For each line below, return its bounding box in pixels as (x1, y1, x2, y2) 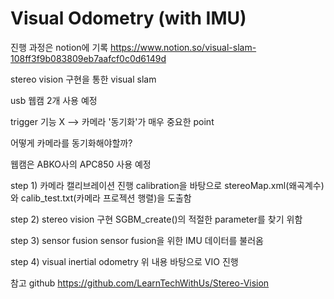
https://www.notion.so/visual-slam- (110, 41, 257, 53)
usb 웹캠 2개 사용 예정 (10, 94, 98, 106)
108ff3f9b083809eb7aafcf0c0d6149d (10, 52, 167, 64)
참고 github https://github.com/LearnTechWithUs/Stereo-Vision (10, 277, 270, 289)
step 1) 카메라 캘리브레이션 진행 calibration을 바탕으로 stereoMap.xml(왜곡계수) (10, 179, 325, 191)
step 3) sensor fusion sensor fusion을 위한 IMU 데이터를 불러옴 (10, 234, 264, 246)
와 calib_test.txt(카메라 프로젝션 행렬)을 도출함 (10, 192, 192, 204)
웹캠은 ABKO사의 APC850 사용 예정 (10, 158, 152, 170)
